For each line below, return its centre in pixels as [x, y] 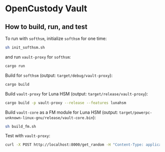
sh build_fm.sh [21, 126]
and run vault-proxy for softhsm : [38, 57]
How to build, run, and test [46, 27]
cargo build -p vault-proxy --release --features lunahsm [66, 103]
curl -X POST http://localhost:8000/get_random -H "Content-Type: [74, 145]
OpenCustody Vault [46, 9]
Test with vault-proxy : [28, 136]
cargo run [15, 66]
